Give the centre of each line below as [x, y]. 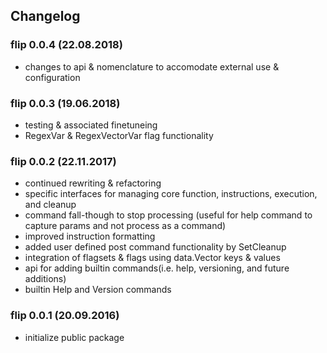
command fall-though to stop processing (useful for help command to [168, 215]
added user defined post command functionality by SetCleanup [155, 247]
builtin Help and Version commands [98, 290]
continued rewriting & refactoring [93, 183]
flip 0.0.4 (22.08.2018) [66, 45]
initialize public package [74, 337]
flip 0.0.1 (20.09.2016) [65, 316]
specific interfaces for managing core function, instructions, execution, [171, 194]
